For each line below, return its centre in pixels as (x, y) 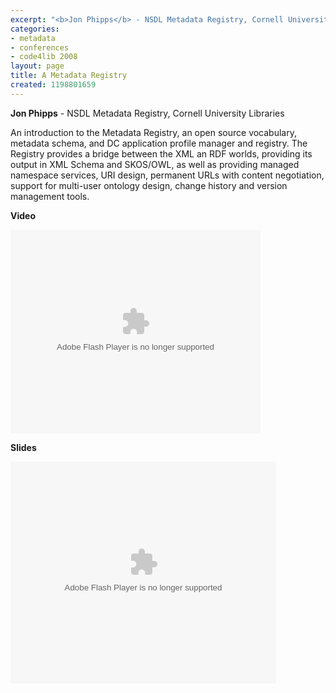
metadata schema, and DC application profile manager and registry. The (159, 143)
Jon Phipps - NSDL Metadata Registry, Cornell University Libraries (147, 113)
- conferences (40, 47)
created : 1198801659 (53, 85)
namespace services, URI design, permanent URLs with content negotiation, (167, 175)
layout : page (37, 66)
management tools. (50, 196)
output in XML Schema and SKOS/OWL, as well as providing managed (155, 164)
